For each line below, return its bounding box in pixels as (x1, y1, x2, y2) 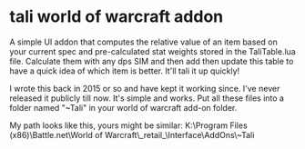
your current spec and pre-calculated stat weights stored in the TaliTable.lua (9, 45, 296, 56)
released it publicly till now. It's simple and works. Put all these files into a (9, 93, 285, 104)
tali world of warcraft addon (9, 6, 224, 27)
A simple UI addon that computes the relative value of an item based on (9, 36, 278, 47)
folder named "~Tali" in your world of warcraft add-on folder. (9, 102, 238, 113)
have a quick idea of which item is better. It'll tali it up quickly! (9, 65, 240, 76)
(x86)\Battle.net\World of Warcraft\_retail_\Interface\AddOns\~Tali (9, 129, 255, 140)
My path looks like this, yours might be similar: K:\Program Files (9, 120, 248, 131)
